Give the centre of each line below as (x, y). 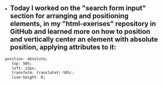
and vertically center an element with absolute (84, 39)
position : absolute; (26, 59)
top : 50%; (22, 63)
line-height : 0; (29, 77)
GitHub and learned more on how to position (80, 32)
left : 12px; (24, 68)
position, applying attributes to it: (63, 47)
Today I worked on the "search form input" (78, 8)
